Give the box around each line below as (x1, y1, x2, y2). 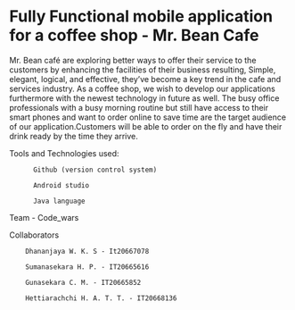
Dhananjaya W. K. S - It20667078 (25, 247, 150, 256)
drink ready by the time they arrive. (9, 130, 138, 141)
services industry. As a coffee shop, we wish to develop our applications (9, 83, 276, 94)
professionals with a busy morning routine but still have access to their (9, 102, 269, 113)
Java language (32, 197, 86, 205)
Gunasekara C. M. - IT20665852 (25, 278, 142, 287)
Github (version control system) (32, 165, 158, 174)
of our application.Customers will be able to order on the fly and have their (9, 121, 283, 131)
